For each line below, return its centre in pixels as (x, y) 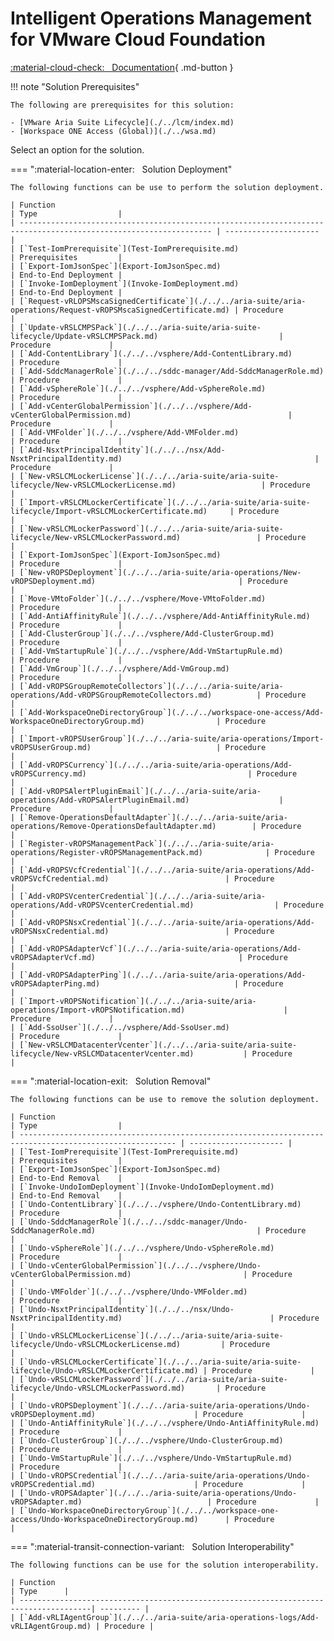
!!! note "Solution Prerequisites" (75, 86)
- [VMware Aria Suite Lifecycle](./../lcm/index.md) (122, 122)
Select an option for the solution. (77, 149)
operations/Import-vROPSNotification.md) (98, 1010)
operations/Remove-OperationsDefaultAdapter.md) (113, 826)
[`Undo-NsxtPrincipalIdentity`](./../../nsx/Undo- (127, 1309)
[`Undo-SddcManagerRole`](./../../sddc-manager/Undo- (133, 1222)
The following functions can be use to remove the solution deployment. (165, 1099)
